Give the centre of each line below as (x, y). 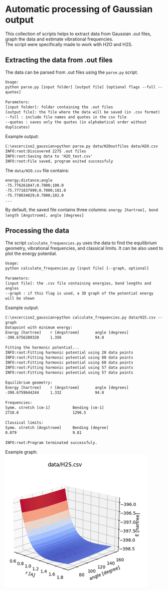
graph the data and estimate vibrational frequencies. (59, 39)
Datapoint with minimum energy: (39, 327)
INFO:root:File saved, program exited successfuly (59, 161)
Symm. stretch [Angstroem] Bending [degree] (57, 427)
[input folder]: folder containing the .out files (59, 107)
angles (12, 288)
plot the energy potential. (31, 253)
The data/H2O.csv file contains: (37, 170)
